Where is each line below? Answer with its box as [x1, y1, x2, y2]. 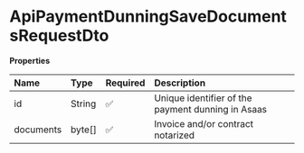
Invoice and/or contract [153, 117, 254, 130]
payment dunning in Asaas [153, 103, 268, 115]
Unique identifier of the [153, 92, 252, 104]
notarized [153, 129, 195, 141]
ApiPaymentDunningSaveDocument [9, 6, 288, 27]
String [71, 97, 97, 110]
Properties [9, 55, 51, 66]
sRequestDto [9, 25, 109, 46]
